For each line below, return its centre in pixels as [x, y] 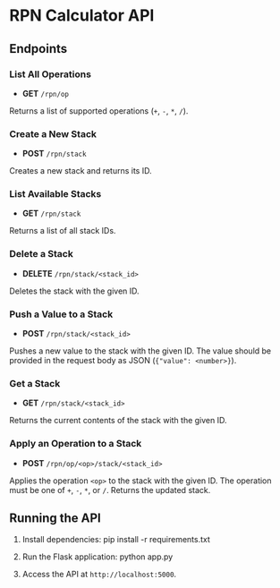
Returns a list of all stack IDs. [63, 231]
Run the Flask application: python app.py [98, 557]
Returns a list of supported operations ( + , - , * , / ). [99, 111]
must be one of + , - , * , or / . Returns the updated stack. [110, 490]
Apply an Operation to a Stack [76, 444]
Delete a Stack [41, 254]
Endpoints [38, 49]
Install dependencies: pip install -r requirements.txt [116, 540]
